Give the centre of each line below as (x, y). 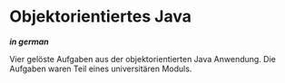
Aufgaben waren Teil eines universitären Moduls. (101, 69)
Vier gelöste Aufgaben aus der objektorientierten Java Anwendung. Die (143, 59)
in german (29, 41)
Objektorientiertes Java (101, 17)
